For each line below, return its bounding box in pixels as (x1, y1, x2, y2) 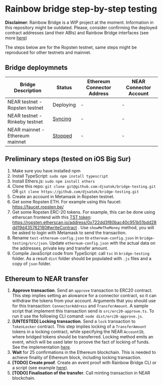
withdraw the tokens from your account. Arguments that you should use (12, 298, 156, 304)
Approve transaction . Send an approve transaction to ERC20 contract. (12, 287, 153, 293)
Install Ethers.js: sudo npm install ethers (12, 178, 95, 184)
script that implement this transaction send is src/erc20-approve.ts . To (12, 308, 154, 314)
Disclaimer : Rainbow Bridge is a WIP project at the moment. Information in (5, 19, 154, 25)
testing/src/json (12, 241, 48, 246)
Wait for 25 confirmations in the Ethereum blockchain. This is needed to (12, 350, 156, 355)
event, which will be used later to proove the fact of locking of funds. (12, 339, 150, 345)
